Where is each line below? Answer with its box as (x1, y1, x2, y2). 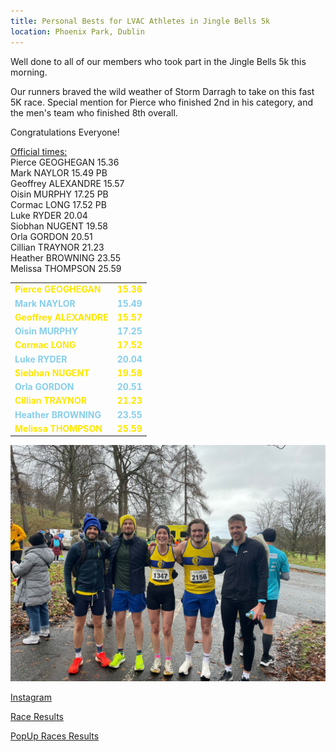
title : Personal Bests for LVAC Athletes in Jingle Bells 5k (10, 16, 271, 26)
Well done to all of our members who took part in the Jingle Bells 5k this (10, 55, 307, 67)
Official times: (10, 145, 68, 157)
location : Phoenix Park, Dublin (10, 26, 145, 37)
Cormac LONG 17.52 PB (10, 198, 107, 210)
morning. (10, 66, 48, 78)
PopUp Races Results (10, 730, 100, 742)
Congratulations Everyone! (10, 126, 120, 138)
